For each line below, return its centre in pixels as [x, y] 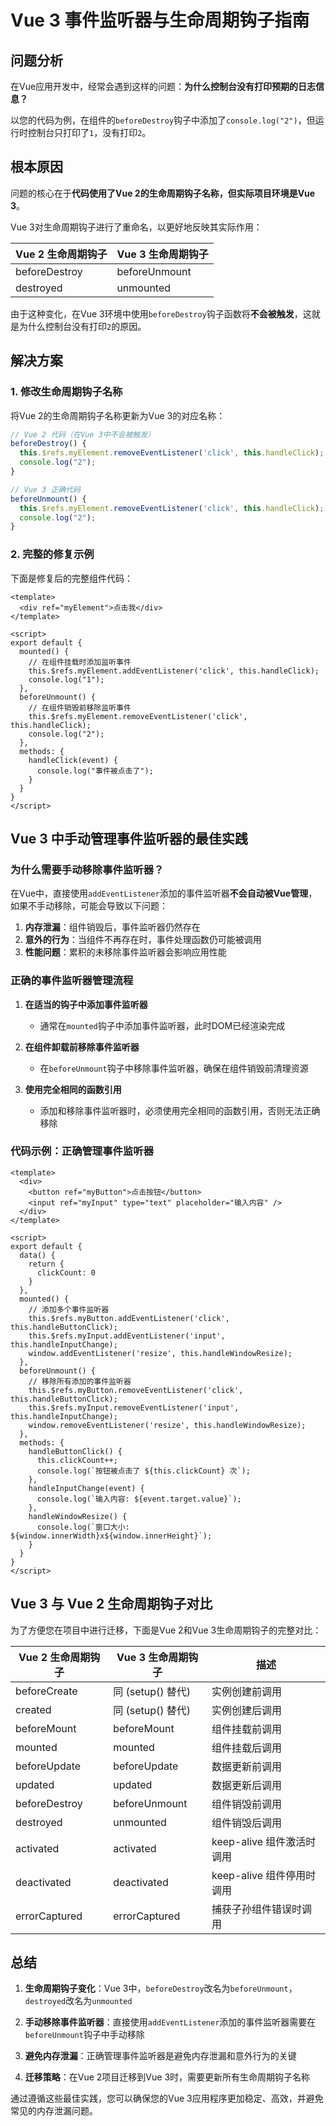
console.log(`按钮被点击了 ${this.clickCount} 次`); [143, 1471]
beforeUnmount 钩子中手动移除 [84, 2035]
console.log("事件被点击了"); [95, 771]
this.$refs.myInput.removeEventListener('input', [134, 1407]
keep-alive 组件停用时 [264, 1875]
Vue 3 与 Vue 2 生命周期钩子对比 [111, 1604]
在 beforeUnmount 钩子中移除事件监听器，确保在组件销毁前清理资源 [174, 1068]
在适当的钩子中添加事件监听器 [86, 1004]
